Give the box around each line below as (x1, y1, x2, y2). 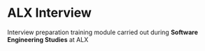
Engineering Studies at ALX (7, 35, 89, 43)
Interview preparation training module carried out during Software (7, 28, 198, 36)
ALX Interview (7, 5, 92, 21)
